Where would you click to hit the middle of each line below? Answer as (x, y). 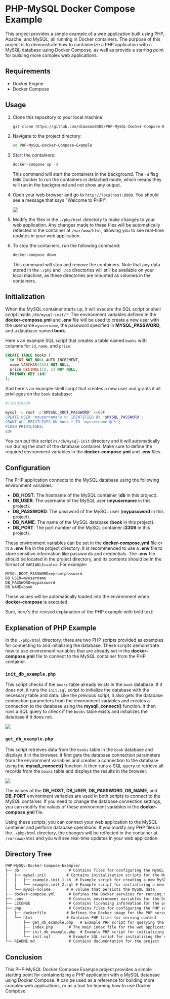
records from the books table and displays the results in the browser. (76, 771)
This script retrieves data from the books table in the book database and (79, 750)
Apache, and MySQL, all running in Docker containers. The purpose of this (83, 39)
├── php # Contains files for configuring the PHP (82, 908)
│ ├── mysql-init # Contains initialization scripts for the (82, 875)
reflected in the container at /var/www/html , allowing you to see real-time (88, 230)
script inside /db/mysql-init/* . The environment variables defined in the (81, 314)
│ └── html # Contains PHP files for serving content (81, 918)
